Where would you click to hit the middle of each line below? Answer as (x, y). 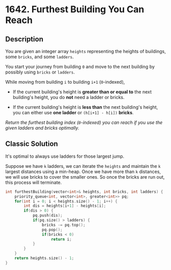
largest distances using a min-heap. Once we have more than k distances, (83, 171)
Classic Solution (32, 144)
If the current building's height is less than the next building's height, (85, 107)
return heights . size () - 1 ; (44, 258)
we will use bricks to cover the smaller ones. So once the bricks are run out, (85, 177)
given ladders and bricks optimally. (42, 128)
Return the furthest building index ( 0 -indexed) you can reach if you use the (84, 122)
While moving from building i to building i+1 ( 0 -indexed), (65, 82)
